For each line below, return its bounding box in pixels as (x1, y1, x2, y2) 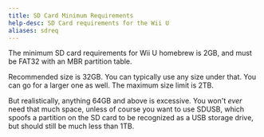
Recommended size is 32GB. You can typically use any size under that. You (8, 72, 257, 82)
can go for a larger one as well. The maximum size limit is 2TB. (8, 80, 214, 90)
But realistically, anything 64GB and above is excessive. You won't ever (8, 96, 242, 106)
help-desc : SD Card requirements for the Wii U (8, 19, 170, 27)
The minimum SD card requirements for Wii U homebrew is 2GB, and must (8, 49, 253, 58)
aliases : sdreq (8, 26, 59, 34)
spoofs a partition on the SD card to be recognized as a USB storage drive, (8, 113, 254, 123)
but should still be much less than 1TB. (8, 121, 135, 131)
